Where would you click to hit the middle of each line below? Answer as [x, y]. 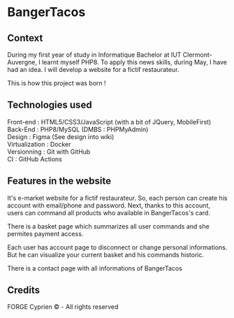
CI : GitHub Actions [35, 159]
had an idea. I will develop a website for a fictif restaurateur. [93, 70]
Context [25, 38]
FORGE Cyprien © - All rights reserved [63, 307]
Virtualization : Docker [39, 144]
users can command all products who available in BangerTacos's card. [109, 212]
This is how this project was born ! [57, 83]
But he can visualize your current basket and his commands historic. [106, 254]
